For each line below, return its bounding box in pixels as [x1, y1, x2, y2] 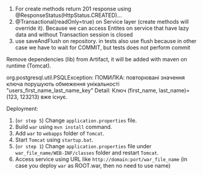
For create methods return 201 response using [15, 5, 132, 12]
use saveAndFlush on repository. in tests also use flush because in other [15, 38, 197, 44]
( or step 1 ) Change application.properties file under [15, 143, 152, 149]
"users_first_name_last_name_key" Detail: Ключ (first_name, [6, 87, 158, 94]
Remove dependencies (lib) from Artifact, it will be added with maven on [6, 56, 187, 63]
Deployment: [6, 105, 38, 112]
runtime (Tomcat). [6, 62, 52, 69]
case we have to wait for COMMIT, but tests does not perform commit [15, 44, 190, 51]
